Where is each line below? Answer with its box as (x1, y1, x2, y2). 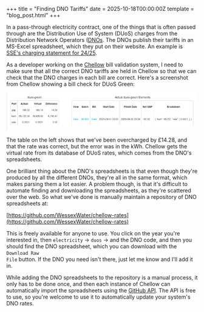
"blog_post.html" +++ (6, 12, 61, 19)
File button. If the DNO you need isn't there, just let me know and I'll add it (6, 255, 193, 263)
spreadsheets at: (6, 199, 49, 207)
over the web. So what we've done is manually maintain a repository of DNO (6, 193, 197, 200)
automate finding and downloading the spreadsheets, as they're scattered (6, 187, 191, 194)
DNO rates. (6, 299, 35, 307)
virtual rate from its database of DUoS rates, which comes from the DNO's (6, 149, 192, 156)
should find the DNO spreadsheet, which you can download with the (6, 243, 177, 250)
